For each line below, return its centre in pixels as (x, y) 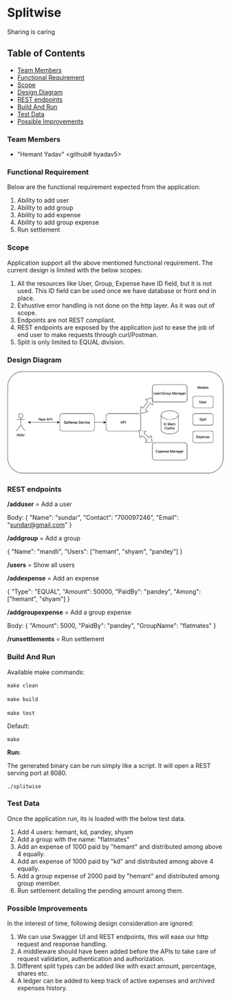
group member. (39, 883)
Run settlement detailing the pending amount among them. (100, 890)
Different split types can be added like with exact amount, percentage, (117, 966)
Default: (18, 726)
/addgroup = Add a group (44, 538)
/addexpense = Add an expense (53, 578)
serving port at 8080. (37, 773)
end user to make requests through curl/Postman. (87, 334)
